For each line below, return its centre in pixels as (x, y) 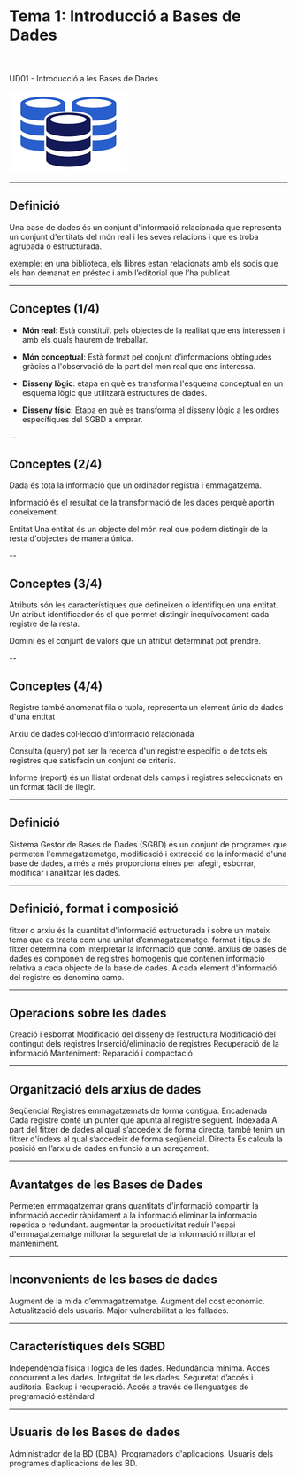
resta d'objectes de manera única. (72, 538)
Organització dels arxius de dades (105, 1090)
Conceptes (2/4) (56, 464)
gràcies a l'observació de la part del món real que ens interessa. (139, 366)
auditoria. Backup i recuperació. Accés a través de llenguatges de (129, 1387)
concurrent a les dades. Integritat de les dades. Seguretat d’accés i (131, 1377)
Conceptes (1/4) (54, 309)
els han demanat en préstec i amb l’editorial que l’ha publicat (119, 273)
